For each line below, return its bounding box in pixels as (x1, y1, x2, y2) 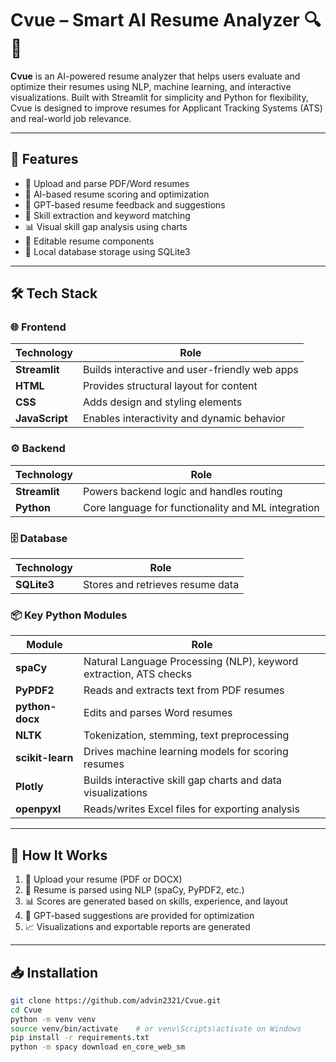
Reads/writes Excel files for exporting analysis (83, 802, 300, 816)
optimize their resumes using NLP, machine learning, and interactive (10, 80, 292, 92)
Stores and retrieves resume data (83, 578, 240, 592)
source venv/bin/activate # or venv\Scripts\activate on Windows (10, 1023, 302, 1034)
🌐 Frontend (10, 320, 67, 334)
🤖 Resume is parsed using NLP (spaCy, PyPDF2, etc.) (24, 884, 245, 896)
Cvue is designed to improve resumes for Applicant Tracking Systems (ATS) (10, 102, 323, 114)
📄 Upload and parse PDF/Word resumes (24, 177, 190, 189)
